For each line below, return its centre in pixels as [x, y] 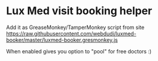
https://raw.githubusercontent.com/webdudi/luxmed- [71, 33]
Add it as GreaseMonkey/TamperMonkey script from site [75, 27]
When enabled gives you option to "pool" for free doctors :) [79, 51]
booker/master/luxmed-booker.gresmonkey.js [62, 40]
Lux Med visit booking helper [79, 11]
